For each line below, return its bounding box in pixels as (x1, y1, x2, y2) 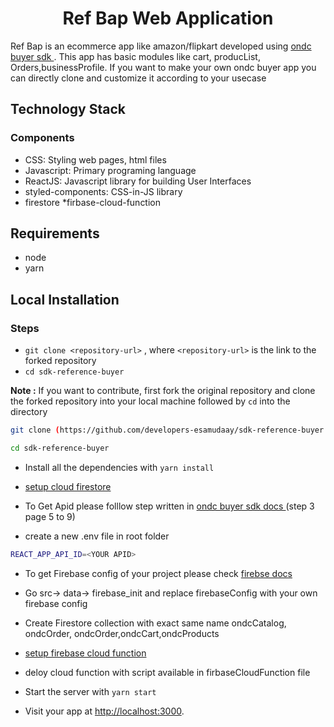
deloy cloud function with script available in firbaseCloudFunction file (24, 666, 311, 678)
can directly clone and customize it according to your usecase (10, 72, 267, 84)
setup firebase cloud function (24, 647, 147, 659)
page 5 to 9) (24, 510, 76, 522)
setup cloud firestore (24, 480, 112, 492)
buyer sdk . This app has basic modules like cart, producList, (10, 50, 261, 62)
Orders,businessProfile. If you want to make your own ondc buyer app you (10, 61, 317, 73)
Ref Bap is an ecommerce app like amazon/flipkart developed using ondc (10, 40, 312, 52)
